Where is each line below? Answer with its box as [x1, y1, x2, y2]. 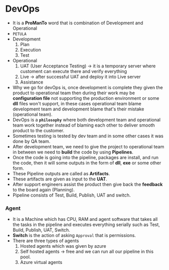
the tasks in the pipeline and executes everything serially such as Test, [12, 221, 160, 228]
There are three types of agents [12, 238, 79, 244]
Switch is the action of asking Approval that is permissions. [12, 233, 136, 239]
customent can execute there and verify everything [20, 68, 128, 74]
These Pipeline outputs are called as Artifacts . [12, 170, 110, 176]
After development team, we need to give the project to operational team [12, 143, 164, 149]
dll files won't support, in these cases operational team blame [12, 100, 142, 106]
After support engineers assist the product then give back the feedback [12, 181, 163, 187]
